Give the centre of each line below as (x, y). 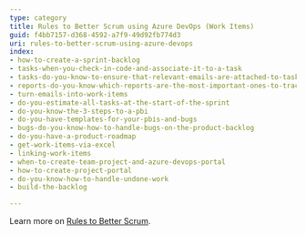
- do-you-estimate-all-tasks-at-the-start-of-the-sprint (120, 102)
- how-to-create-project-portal (71, 170)
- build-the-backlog (49, 188)
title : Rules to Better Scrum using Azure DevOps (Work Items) (132, 26)
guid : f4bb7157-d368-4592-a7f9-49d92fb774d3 (95, 35)
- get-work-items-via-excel (63, 145)
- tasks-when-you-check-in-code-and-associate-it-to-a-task (126, 69)
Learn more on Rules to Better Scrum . (80, 221)
